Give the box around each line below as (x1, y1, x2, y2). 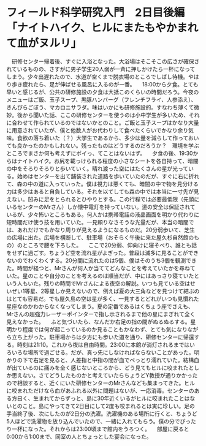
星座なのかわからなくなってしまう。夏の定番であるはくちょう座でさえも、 (6, 303, 194, 310)
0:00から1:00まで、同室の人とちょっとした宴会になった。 (6, 433, 152, 440)
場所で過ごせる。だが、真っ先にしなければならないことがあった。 (27, 349, 194, 356)
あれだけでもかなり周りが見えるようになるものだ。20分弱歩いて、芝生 (17, 226, 195, 233)
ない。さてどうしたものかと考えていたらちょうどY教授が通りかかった (22, 371, 198, 379)
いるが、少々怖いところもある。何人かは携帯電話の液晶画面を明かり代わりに (6, 211, 200, 218)
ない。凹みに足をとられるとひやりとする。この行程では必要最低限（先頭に (11, 195, 200, 203)
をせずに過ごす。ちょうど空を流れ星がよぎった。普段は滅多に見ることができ (6, 249, 199, 256)
